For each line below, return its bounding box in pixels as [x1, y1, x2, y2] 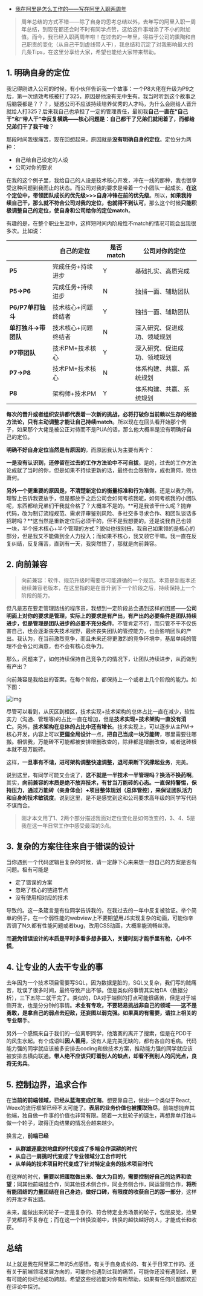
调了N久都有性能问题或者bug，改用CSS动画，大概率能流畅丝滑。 [11, 922, 174, 929]
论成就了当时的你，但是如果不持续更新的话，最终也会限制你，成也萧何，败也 [6, 466, 197, 474]
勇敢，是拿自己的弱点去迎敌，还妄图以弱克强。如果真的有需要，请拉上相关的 [6, 1009, 197, 1016]
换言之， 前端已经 [6, 1132, 49, 1139]
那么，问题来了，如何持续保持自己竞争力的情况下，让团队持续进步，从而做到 [6, 655, 197, 663]
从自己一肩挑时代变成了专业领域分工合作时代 [14, 1153, 127, 1160]
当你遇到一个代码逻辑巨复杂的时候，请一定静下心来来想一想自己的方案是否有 [6, 859, 197, 866]
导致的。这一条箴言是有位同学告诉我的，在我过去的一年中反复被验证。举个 [6, 907, 192, 914]
